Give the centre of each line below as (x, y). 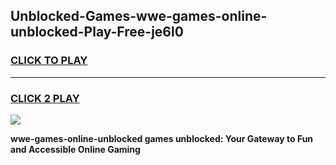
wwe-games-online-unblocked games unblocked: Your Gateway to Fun (162, 138)
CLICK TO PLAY (49, 61)
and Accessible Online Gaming (75, 149)
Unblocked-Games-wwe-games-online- (139, 16)
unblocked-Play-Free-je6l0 (97, 32)
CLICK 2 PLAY (45, 98)
